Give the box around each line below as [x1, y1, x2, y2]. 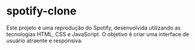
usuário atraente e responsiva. [6, 37, 83, 44]
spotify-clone [6, 4, 77, 18]
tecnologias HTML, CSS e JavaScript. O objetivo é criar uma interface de [6, 30, 190, 37]
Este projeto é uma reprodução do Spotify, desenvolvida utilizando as [6, 24, 181, 31]
